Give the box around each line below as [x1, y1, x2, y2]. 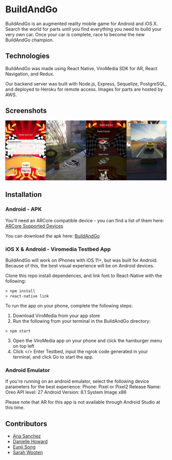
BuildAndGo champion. [5, 37, 54, 43]
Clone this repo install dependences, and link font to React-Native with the [5, 273, 162, 279]
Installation [5, 191, 42, 199]
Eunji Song [12, 444, 36, 450]
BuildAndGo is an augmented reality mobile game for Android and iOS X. [5, 20, 158, 27]
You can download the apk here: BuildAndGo [5, 233, 100, 239]
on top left [12, 343, 35, 349]
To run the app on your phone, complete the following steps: [5, 303, 133, 309]
